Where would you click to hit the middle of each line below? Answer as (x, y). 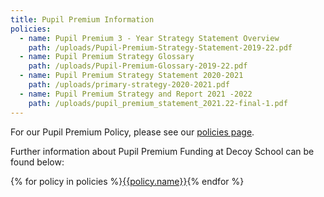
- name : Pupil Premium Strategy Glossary (107, 57)
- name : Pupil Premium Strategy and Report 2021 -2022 (136, 94)
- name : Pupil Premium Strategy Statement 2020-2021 (131, 76)
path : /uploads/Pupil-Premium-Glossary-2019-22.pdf (138, 66)
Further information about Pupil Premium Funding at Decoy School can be (162, 151)
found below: (37, 162)
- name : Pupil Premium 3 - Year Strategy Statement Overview (149, 38)
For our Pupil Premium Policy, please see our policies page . (132, 132)
